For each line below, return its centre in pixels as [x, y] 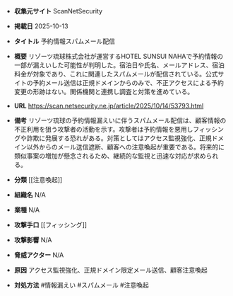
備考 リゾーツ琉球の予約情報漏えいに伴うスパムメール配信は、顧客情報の [120, 120]
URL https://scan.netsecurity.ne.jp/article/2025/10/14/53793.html [109, 106]
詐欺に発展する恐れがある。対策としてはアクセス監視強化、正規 [119, 138]
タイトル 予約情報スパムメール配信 [64, 41]
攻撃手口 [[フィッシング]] [50, 225]
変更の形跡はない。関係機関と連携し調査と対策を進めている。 [104, 92]
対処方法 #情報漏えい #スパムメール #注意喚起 [82, 285]
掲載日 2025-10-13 [41, 26]
